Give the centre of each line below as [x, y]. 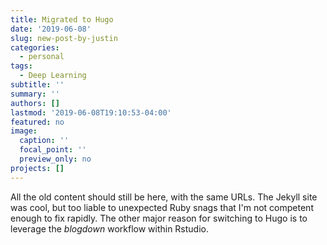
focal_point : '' [53, 150]
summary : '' [35, 94]
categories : [35, 47]
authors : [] [35, 103]
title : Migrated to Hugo [62, 19]
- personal [42, 57]
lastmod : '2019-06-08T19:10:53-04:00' [91, 112]
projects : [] [37, 168]
